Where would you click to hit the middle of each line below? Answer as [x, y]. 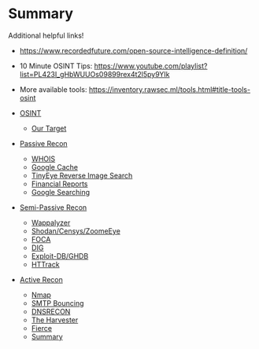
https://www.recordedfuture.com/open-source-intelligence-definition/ [133, 50]
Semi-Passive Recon [53, 207]
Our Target [49, 128]
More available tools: [54, 89]
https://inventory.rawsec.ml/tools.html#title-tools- [169, 89]
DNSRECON [51, 311]
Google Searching [61, 192]
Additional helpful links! [46, 35]
